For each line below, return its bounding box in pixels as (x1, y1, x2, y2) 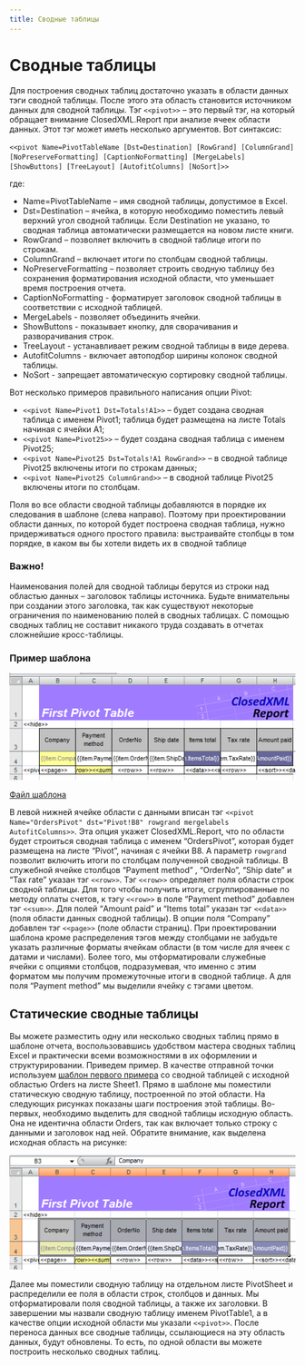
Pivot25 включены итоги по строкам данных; (22, 462, 198, 473)
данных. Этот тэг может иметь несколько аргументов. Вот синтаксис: (9, 123, 282, 134)
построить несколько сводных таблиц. (9, 1346, 161, 1357)
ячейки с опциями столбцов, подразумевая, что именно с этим (9, 960, 257, 971)
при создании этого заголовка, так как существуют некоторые (9, 600, 254, 611)
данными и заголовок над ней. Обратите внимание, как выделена (9, 1126, 266, 1138)
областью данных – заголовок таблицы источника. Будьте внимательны (9, 590, 290, 601)
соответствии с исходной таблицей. (22, 301, 163, 312)
